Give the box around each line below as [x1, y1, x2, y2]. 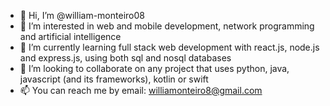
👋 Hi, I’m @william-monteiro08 [19, 10, 145, 21]
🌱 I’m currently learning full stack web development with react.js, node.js [19, 41, 320, 53]
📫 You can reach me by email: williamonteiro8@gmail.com [19, 85, 263, 96]
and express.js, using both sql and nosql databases [19, 52, 232, 64]
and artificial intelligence [19, 31, 122, 42]
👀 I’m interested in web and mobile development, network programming [19, 20, 315, 32]
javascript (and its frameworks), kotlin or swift [19, 73, 209, 85]
